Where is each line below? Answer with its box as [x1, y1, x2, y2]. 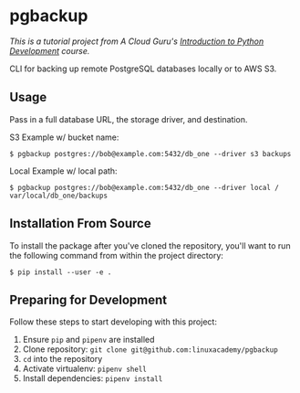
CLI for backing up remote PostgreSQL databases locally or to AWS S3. [9, 63, 277, 74]
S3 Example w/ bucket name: [9, 132, 119, 143]
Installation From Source [9, 216, 152, 231]
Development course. [9, 45, 90, 56]
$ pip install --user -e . [9, 267, 112, 277]
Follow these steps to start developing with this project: [9, 316, 217, 327]
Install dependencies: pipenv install [22, 373, 163, 384]
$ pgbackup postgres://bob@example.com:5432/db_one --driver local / [9, 183, 280, 192]
